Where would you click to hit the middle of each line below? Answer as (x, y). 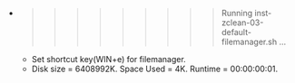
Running (237, 13)
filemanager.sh (249, 41)
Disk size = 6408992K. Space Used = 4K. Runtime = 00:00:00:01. (155, 69)
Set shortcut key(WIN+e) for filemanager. (108, 59)
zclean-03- (242, 23)
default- (236, 32)
